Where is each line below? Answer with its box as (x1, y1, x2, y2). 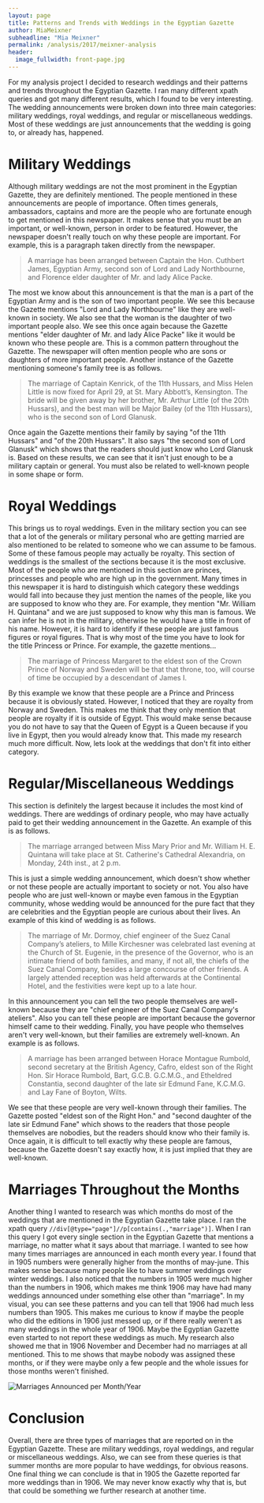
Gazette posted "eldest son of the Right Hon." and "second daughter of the (8, 1111, 252, 1121)
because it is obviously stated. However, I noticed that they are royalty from (8, 696, 254, 706)
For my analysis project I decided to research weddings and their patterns (8, 77, 248, 87)
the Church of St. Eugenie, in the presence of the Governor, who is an (27, 947, 254, 957)
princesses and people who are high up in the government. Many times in (8, 574, 247, 583)
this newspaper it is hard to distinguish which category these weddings (8, 582, 240, 591)
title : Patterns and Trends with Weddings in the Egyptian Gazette (8, 19, 235, 27)
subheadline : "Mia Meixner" (8, 33, 101, 42)
